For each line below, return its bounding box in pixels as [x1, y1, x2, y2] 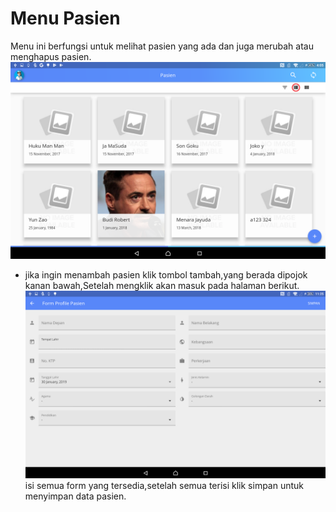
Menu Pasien [10, 7, 121, 30]
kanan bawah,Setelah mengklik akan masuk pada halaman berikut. [24, 279, 300, 291]
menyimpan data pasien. [24, 490, 127, 502]
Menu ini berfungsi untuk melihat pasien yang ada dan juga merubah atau [10, 40, 314, 52]
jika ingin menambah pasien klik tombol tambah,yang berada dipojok [24, 268, 308, 281]
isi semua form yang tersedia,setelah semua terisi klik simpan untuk [24, 480, 305, 492]
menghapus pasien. [10, 50, 92, 62]
